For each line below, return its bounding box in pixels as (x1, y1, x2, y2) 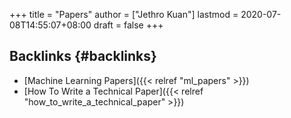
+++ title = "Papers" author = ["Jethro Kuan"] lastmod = (9, 9, 239, 20)
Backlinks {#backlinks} (9, 48, 157, 65)
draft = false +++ (93, 19, 164, 31)
